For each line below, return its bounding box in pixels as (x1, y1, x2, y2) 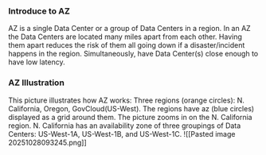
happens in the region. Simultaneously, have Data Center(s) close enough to (8, 49, 259, 59)
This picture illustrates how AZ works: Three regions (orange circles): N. (8, 95, 245, 105)
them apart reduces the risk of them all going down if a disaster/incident (8, 41, 245, 50)
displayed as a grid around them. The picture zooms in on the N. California (8, 112, 252, 122)
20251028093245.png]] (8, 138, 88, 147)
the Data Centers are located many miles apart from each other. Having (8, 32, 243, 41)
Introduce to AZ (8, 6, 70, 17)
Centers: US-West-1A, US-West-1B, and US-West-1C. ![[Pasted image (8, 129, 236, 138)
